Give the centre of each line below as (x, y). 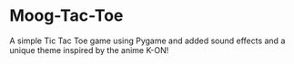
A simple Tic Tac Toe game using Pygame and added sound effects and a (147, 41)
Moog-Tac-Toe (66, 16)
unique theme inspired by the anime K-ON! (89, 50)
